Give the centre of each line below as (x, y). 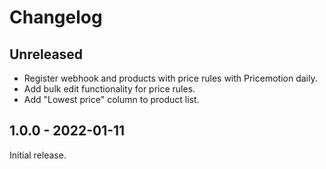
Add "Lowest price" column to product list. (111, 99)
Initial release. (38, 155)
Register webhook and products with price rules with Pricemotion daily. (170, 78)
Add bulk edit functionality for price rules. (109, 89)
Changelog (56, 17)
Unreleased (46, 54)
